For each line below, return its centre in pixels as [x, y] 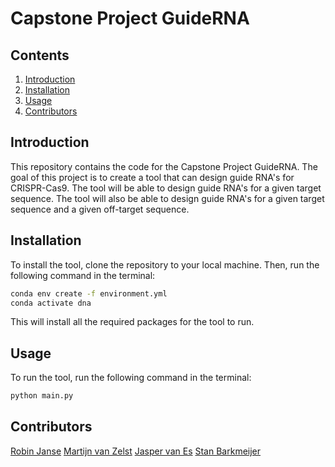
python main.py [42, 396]
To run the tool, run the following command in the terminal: [131, 378]
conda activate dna [51, 303]
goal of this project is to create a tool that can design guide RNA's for [152, 177]
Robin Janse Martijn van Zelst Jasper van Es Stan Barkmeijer [136, 451]
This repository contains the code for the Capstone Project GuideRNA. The [164, 166]
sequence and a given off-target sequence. [100, 209]
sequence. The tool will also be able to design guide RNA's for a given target [167, 198]
